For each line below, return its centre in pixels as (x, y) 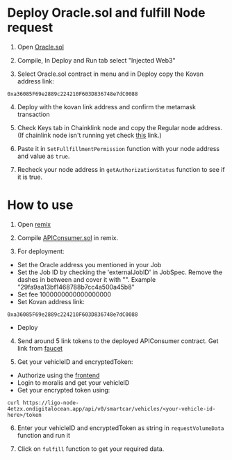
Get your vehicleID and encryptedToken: (75, 362)
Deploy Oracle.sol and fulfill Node (107, 13)
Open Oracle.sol (41, 47)
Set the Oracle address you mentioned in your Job (89, 264)
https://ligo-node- (51, 403)
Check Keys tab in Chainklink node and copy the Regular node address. (120, 127)
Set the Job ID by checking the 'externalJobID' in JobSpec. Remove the (120, 272)
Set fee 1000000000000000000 (64, 294)
